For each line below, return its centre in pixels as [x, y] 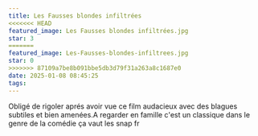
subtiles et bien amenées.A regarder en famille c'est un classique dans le [129, 114]
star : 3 [21, 38]
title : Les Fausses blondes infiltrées [75, 16]
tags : [17, 83]
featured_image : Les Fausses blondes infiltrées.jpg [98, 31]
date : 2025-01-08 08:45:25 [53, 76]
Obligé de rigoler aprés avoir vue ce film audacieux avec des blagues [123, 106]
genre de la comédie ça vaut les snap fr [74, 123]
